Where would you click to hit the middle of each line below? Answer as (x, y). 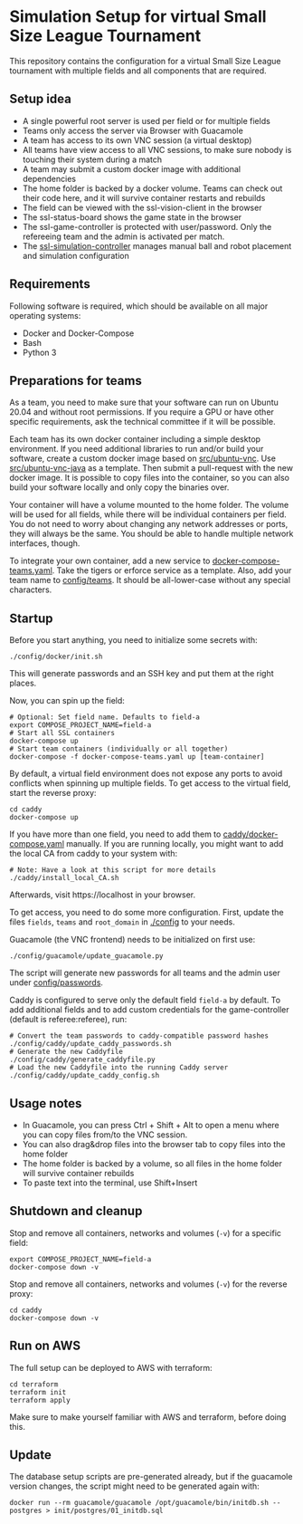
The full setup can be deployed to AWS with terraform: (111, 1367)
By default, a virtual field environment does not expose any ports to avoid (146, 774)
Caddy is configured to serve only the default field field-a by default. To (145, 1000)
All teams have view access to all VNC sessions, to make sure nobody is (157, 149)
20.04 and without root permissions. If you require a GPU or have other (142, 412)
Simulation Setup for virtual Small (138, 17)
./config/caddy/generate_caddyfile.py (82, 1060)
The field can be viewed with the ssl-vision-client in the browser (142, 207)
